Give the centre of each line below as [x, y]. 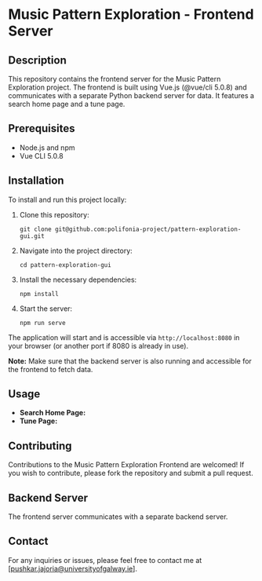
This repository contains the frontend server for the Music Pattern [115, 79]
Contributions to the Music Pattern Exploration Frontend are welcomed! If [126, 465]
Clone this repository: [54, 214]
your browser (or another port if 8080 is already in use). [98, 345]
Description [37, 60]
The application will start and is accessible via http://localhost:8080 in [124, 337]
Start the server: [46, 309]
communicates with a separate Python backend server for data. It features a [131, 95]
